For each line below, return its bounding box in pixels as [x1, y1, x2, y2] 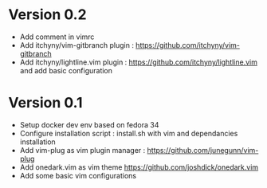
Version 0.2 [8, 6, 87, 24]
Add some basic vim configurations [19, 170, 137, 180]
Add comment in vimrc [19, 32, 95, 41]
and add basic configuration [19, 65, 113, 75]
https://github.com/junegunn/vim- [147, 145, 259, 155]
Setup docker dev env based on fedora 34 [19, 119, 159, 129]
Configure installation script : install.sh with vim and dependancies [19, 128, 238, 138]
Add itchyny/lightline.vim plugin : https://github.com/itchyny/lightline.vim [19, 57, 257, 67]
